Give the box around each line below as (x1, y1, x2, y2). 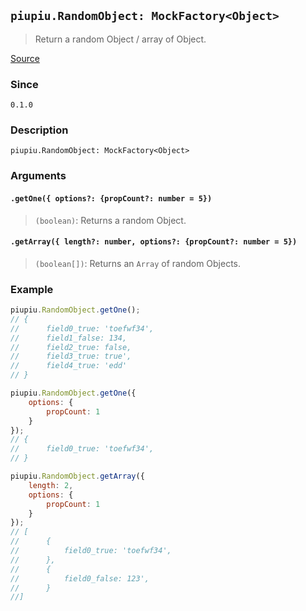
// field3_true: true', (10, 351, 132, 362)
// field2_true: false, (10, 342, 132, 352)
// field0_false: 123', (10, 573, 150, 584)
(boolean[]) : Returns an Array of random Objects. (34, 257, 242, 269)
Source (10, 52, 40, 64)
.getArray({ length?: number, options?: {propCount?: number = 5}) (10, 237, 298, 247)
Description (10, 123, 69, 137)
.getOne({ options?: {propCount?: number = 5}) (10, 193, 213, 204)
